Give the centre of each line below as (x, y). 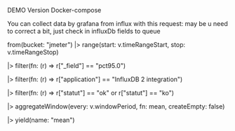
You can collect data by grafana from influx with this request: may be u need (117, 23)
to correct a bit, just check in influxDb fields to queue (84, 31)
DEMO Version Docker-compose (54, 10)
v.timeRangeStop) (33, 52)
